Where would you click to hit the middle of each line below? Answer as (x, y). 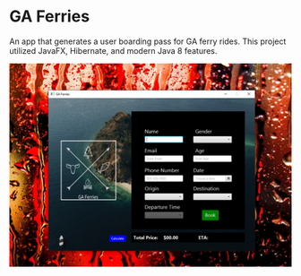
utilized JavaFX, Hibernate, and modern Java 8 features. (113, 50)
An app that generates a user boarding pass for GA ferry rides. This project (148, 41)
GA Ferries (50, 17)
